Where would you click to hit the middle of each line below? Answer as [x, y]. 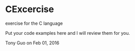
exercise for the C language [34, 23]
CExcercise [30, 9]
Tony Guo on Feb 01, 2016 [32, 43]
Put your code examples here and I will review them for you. [68, 33]
